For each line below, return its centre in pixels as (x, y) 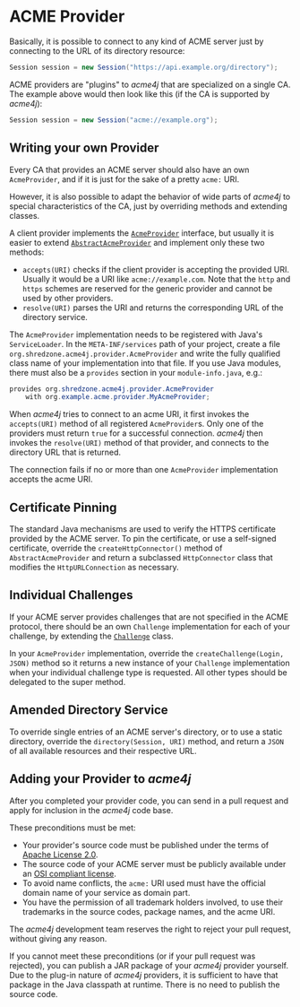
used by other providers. (68, 298)
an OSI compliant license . (69, 873)
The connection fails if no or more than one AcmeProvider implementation (144, 470)
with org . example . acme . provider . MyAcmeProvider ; (118, 397)
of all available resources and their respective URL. (103, 751)
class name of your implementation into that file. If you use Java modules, (146, 363)
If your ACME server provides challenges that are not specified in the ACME (149, 617)
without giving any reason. (58, 938)
